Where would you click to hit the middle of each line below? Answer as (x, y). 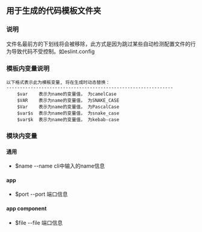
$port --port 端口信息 (41, 194)
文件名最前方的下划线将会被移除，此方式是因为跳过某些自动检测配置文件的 (98, 43)
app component (26, 208)
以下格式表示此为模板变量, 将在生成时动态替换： (58, 82)
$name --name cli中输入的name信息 (60, 166)
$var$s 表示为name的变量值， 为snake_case (68, 113)
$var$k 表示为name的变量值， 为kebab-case (68, 119)
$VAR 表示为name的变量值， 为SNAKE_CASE (68, 100)
